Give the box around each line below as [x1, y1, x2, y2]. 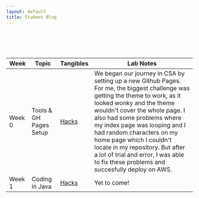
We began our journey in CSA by [94, 69, 185, 77]
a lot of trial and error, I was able [94, 151, 185, 159]
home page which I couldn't [94, 136, 172, 144]
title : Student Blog [6, 14, 57, 20]
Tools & [31, 106, 53, 115]
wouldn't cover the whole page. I [94, 106, 185, 115]
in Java [31, 183, 52, 191]
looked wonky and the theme [94, 99, 175, 107]
